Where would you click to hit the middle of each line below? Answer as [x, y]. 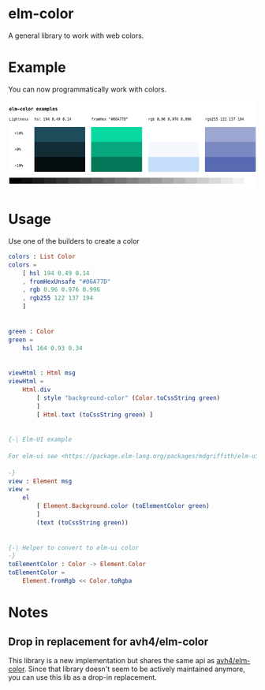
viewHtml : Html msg [42, 373]
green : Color [32, 331]
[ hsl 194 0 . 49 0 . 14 [56, 273]
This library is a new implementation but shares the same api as [112, 660]
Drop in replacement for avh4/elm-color [108, 642]
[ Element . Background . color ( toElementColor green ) [123, 506]
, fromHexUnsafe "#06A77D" [67, 282]
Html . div [37, 390]
